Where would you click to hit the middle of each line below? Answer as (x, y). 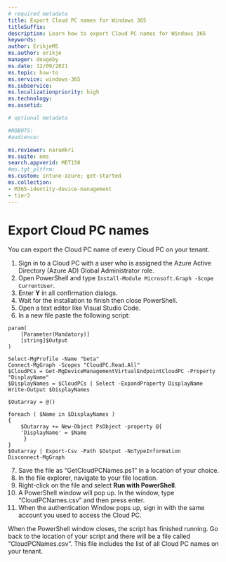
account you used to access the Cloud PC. (80, 515)
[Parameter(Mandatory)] (55, 334)
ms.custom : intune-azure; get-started (65, 176)
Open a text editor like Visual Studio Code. (79, 308)
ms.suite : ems (29, 156)
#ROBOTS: (21, 131)
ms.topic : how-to (33, 72)
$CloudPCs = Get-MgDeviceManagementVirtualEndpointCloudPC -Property (112, 372)
